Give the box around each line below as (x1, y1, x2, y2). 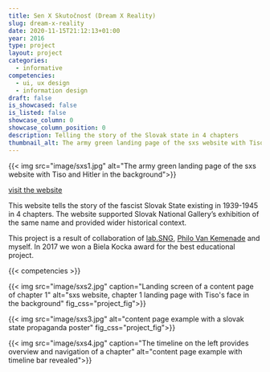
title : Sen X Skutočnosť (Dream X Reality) (8, 11, 157, 20)
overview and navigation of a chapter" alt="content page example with (8, 346, 243, 356)
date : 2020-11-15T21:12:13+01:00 (8, 27, 121, 35)
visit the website (8, 185, 63, 194)
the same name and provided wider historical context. (8, 218, 187, 227)
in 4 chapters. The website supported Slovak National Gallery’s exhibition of (8, 209, 260, 219)
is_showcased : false (8, 101, 78, 109)
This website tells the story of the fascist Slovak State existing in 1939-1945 (8, 200, 259, 210)
